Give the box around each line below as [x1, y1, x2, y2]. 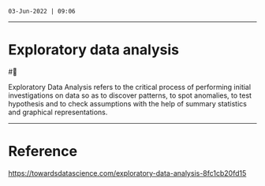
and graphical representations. [8, 107, 108, 117]
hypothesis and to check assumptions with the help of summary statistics [8, 99, 247, 108]
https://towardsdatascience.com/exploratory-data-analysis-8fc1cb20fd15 [8, 168, 247, 177]
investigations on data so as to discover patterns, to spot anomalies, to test [8, 91, 252, 100]
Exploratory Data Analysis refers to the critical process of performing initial [8, 82, 251, 91]
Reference [8, 143, 77, 161]
